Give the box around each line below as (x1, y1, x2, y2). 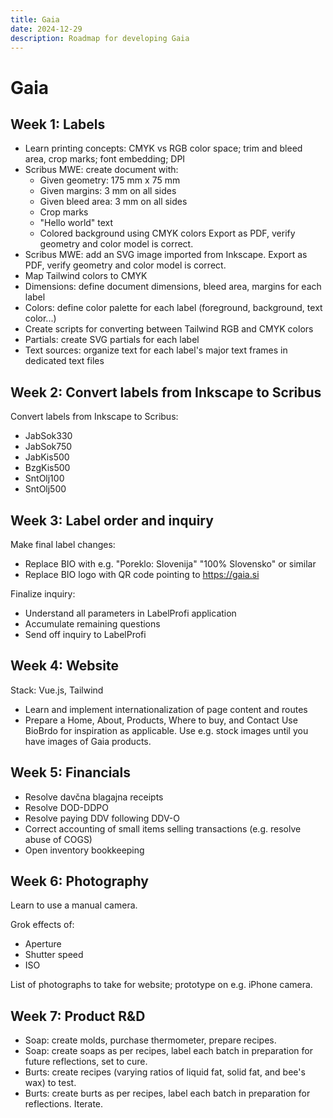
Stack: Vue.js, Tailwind (10, 684, 104, 696)
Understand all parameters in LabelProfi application (24, 607, 237, 619)
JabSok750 (24, 441, 73, 453)
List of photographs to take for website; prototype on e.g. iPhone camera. (10, 979, 313, 991)
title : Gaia (10, 14, 60, 25)
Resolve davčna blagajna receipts (24, 791, 164, 803)
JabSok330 (24, 430, 73, 442)
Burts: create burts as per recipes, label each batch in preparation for (24, 1087, 311, 1100)
